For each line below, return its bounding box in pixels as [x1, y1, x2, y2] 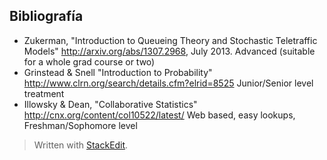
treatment [23, 87, 65, 99]
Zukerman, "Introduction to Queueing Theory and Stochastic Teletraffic [23, 34, 318, 46]
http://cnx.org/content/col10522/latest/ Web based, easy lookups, [23, 109, 296, 121]
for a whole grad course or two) [23, 55, 156, 68]
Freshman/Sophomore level [23, 119, 138, 131]
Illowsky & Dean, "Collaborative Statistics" [23, 98, 198, 110]
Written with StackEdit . [33, 139, 129, 151]
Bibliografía [9, 8, 84, 25]
